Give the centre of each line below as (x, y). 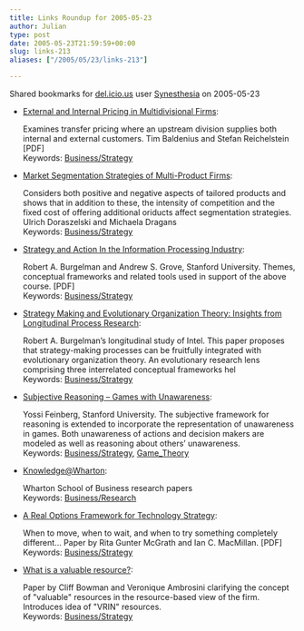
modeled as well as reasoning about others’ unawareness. (131, 443)
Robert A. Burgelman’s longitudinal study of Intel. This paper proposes (153, 340)
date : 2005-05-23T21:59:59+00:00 (73, 43)
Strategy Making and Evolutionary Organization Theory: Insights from (152, 313)
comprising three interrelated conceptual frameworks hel (129, 370)
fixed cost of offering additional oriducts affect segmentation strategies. (157, 212)
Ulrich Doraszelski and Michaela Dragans (99, 222)
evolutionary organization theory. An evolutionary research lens (141, 360)
